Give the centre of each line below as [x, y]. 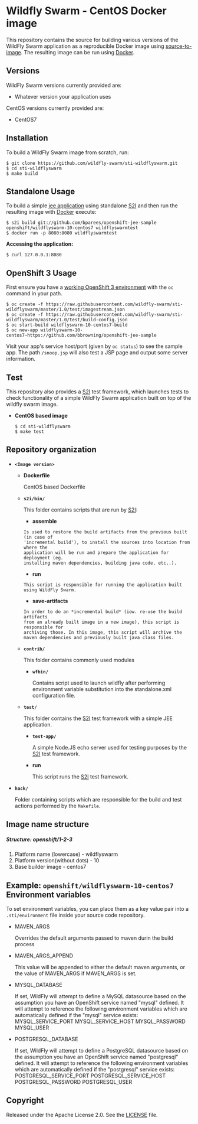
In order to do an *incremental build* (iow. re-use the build [103, 612]
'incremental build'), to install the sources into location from [107, 542]
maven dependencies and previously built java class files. [99, 637]
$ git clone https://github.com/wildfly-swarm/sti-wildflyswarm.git [92, 163]
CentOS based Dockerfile [54, 487]
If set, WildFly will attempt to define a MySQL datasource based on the [100, 996]
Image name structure [48, 824]
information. [21, 359]
